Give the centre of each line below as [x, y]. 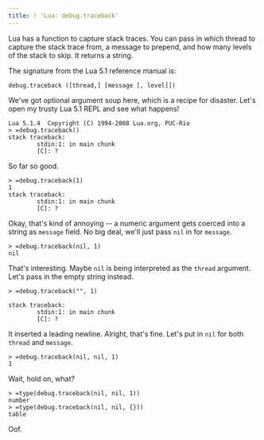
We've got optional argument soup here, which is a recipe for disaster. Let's [132, 100]
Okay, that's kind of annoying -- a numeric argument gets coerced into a [127, 223]
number [19, 400]
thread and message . [41, 342]
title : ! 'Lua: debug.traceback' [64, 16]
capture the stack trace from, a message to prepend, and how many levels [130, 47]
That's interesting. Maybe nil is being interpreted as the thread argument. [130, 268]
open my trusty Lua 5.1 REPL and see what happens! [94, 108]
